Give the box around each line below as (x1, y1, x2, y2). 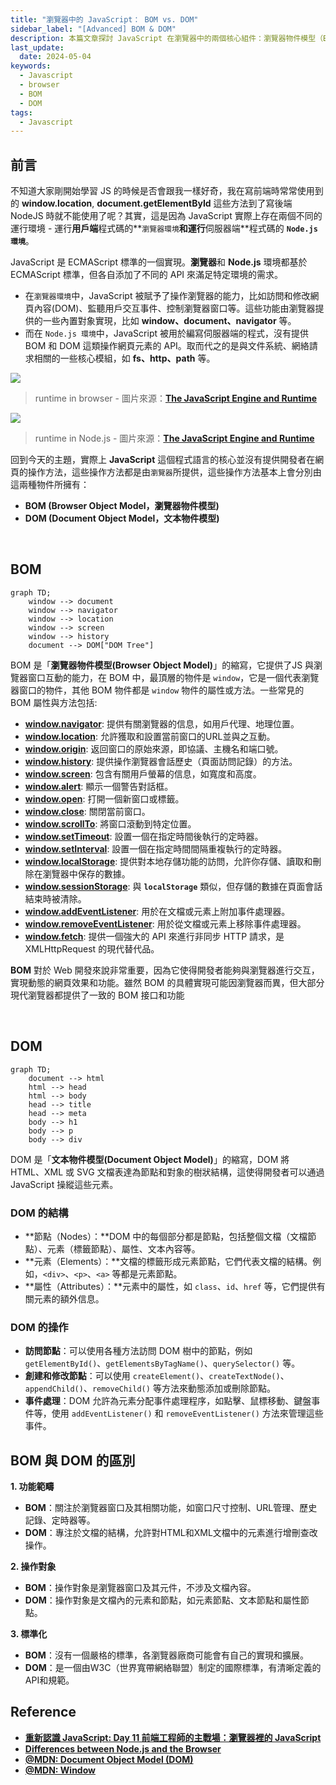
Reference (10, 1704, 77, 1721)
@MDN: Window (24, 1764, 96, 1776)
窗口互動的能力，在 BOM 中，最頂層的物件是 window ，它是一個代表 (27, 671, 302, 683)
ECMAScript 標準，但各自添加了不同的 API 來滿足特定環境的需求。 (10, 269, 284, 281)
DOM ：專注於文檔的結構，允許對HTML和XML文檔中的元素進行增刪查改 (24, 1527, 318, 1539)
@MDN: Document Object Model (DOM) (24, 1753, 194, 1765)
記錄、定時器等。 (24, 1514, 96, 1526)
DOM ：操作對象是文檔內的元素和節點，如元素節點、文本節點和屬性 (24, 1594, 301, 1606)
